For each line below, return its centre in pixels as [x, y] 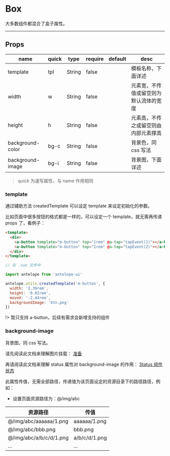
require [95, 59]
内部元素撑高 [146, 133]
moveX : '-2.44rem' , [30, 298]
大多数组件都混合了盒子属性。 [36, 23]
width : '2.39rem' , [29, 288]
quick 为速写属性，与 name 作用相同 [55, 181]
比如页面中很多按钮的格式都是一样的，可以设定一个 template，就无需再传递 [84, 217]
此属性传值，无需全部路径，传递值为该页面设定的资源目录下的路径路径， [80, 381]
